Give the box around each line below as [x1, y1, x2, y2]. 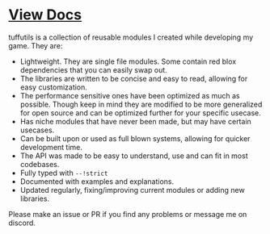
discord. [8, 218, 36, 228]
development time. [19, 142, 83, 152]
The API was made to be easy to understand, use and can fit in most [19, 151, 248, 161]
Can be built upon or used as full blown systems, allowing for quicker [19, 133, 251, 143]
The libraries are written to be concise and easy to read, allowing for [19, 73, 248, 83]
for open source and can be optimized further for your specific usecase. [19, 107, 261, 118]
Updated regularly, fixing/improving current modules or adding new [19, 185, 245, 194]
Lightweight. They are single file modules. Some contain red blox [19, 56, 237, 66]
